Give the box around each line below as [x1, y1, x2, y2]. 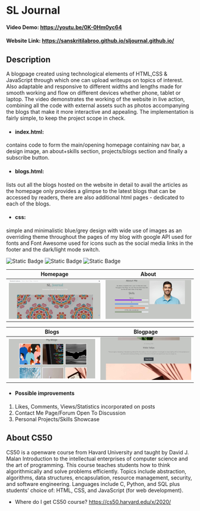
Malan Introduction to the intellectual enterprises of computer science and [6, 455, 189, 462]
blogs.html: [14, 167, 45, 175]
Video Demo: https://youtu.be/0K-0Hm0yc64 [6, 23, 122, 30]
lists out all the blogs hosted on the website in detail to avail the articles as [6, 181, 188, 188]
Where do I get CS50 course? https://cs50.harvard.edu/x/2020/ [14, 498, 171, 505]
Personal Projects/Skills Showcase [14, 415, 100, 423]
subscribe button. [6, 154, 49, 161]
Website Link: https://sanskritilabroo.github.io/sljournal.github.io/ [6, 37, 174, 45]
